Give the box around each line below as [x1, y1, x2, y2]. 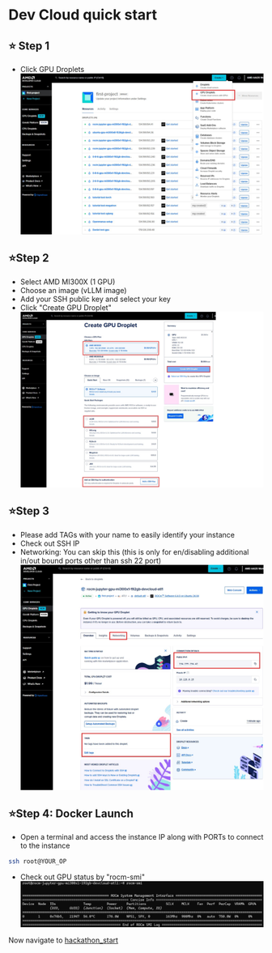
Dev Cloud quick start [8, 6, 158, 24]
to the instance [19, 840, 70, 851]
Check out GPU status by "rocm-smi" [19, 872, 146, 882]
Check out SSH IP [19, 538, 80, 548]
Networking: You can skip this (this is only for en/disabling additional [19, 547, 249, 556]
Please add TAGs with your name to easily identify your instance [19, 530, 235, 539]
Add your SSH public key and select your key [19, 294, 172, 304]
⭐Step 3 [8, 504, 50, 518]
